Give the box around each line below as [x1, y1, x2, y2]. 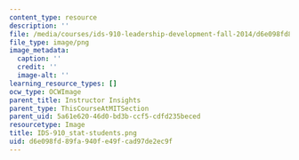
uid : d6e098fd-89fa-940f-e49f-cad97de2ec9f [9, 137, 174, 146]
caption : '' [17, 54, 62, 63]
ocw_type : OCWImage [9, 87, 82, 96]
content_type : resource [9, 12, 98, 22]
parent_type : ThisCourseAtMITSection [9, 104, 149, 113]
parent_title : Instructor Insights [9, 95, 141, 105]
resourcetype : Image [9, 121, 86, 130]
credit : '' [17, 63, 58, 72]
